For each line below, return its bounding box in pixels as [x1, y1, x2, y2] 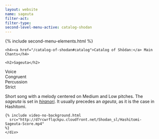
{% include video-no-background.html [5, 113, 81, 118]
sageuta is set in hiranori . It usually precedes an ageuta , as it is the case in [5, 98, 155, 104]
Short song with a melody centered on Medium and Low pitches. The [5, 94, 143, 99]
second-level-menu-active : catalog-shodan [5, 25, 92, 30]
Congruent [5, 74, 27, 80]
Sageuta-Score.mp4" [5, 122, 45, 126]
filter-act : [5, 16, 29, 21]
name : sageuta [5, 12, 34, 16]
